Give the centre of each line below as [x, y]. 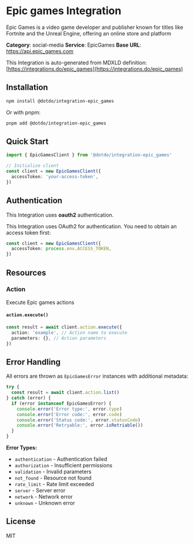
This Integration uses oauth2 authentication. [60, 215]
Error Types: [21, 448]
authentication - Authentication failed [61, 459]
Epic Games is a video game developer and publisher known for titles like [95, 27]
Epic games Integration [64, 11]
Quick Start [27, 141]
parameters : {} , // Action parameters [59, 338]
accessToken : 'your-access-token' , [55, 176]
